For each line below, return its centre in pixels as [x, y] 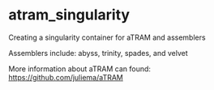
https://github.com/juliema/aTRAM [66, 77]
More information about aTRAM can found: [80, 69]
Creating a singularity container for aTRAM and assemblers [107, 37]
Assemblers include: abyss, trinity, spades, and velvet [98, 53]
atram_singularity [69, 15]
